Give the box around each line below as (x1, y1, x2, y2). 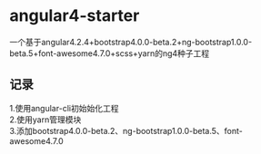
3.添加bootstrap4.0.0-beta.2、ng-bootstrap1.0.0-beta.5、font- (9, 125, 244, 136)
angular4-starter (9, 5, 140, 26)
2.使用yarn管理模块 (9, 114, 82, 125)
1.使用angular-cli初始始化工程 (9, 102, 119, 113)
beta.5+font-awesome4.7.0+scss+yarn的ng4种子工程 (9, 47, 210, 59)
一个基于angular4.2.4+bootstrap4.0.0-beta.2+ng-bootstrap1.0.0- (9, 36, 253, 47)
